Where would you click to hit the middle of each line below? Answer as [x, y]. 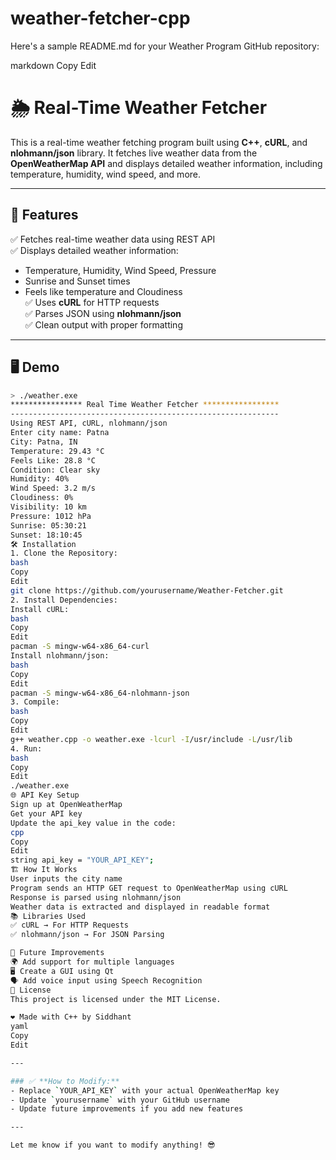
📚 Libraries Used [48, 916]
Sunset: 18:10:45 [46, 535]
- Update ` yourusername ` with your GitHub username [120, 1100]
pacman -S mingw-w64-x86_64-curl [80, 647]
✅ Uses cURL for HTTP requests [92, 302]
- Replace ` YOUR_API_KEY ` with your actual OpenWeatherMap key [145, 1090]
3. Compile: [35, 702]
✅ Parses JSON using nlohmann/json [103, 313]
